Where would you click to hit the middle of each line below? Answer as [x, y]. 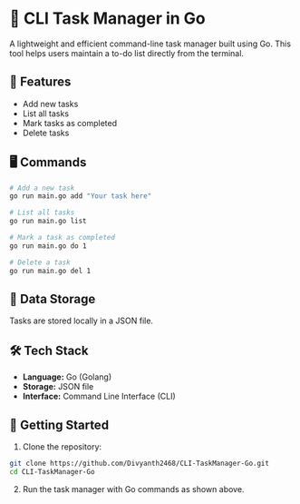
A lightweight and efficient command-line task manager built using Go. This [150, 44]
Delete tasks [46, 133]
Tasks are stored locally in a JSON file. [82, 321]
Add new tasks [50, 104]
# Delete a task [40, 262]
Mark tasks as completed [70, 123]
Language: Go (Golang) [67, 377]
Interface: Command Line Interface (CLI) [99, 396]
